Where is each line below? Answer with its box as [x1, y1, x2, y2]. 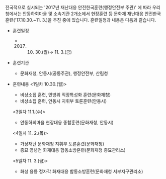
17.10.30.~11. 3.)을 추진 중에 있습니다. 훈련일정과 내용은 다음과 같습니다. [16, 17, 156, 23]
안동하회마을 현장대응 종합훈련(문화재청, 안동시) [20, 120, 114, 125]
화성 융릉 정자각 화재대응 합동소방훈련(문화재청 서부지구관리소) [20, 168, 143, 174]
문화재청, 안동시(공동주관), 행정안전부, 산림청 [20, 70, 108, 76]
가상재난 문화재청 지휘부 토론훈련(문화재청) [20, 141, 105, 147]
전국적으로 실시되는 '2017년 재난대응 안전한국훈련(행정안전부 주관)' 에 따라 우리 [5, 5, 161, 10]
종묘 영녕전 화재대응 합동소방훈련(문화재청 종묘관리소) [20, 147, 126, 153]
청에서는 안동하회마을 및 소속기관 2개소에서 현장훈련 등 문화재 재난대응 [5, 11, 144, 17]
